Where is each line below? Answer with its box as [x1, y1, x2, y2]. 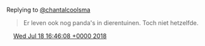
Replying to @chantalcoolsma [6, 6, 91, 14]
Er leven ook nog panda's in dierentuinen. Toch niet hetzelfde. [23, 19, 199, 26]
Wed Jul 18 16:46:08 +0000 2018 [12, 32, 107, 40]
